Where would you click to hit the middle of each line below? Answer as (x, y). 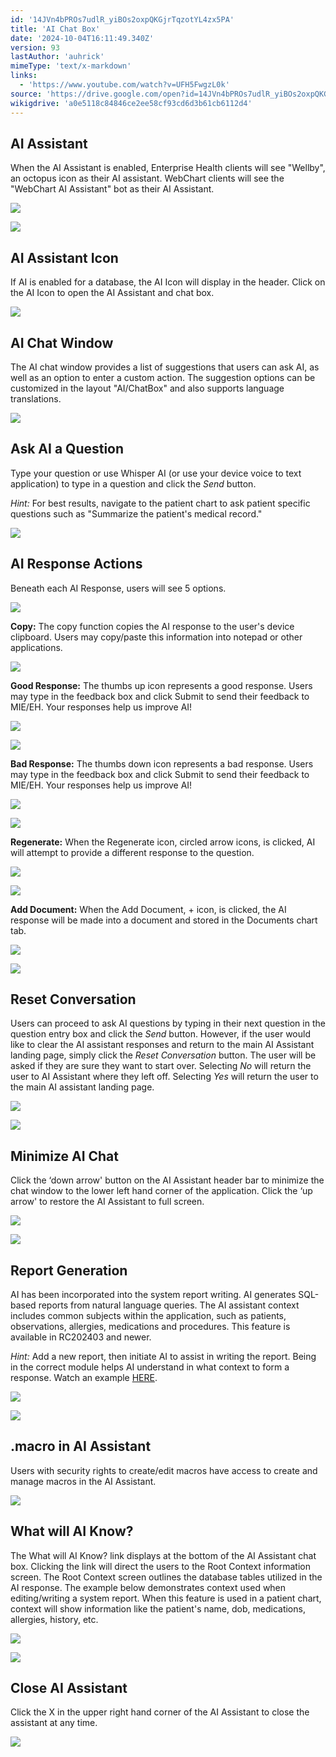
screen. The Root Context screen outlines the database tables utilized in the (166, 1577)
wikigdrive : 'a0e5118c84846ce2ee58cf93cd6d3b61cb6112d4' (131, 103)
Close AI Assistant (69, 1688)
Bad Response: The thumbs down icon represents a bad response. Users (162, 763)
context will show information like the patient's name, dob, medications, (158, 1608)
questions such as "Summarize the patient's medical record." (136, 513)
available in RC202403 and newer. (81, 1337)
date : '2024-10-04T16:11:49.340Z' (82, 38)
